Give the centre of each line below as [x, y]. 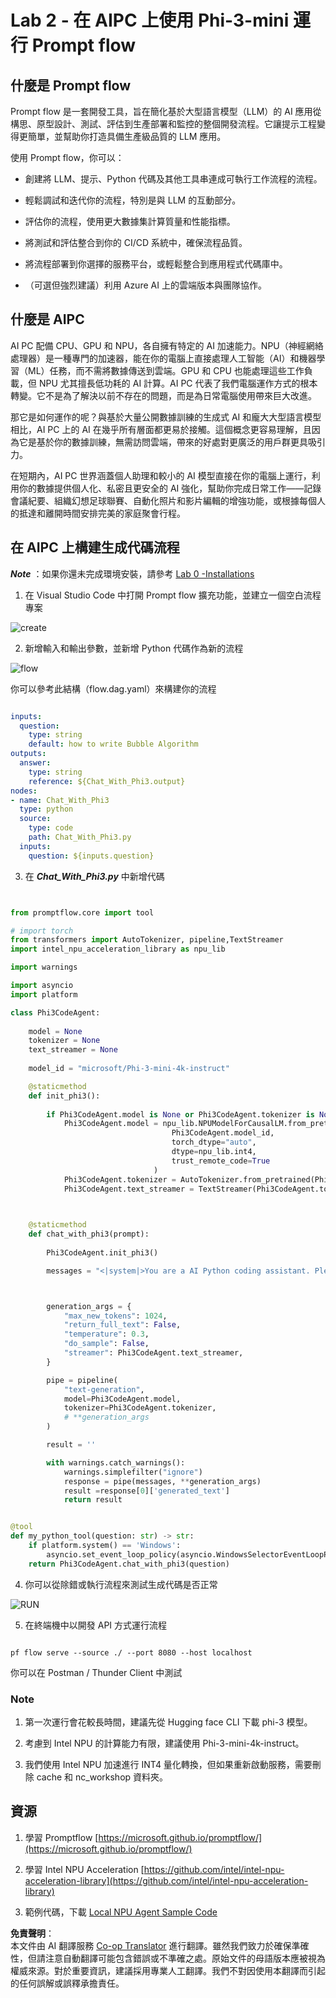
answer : [35, 763]
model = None [55, 1031]
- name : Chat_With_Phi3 [60, 800]
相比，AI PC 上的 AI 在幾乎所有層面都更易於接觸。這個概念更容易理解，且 [161, 429]
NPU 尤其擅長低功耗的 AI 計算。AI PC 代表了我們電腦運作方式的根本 [178, 383]
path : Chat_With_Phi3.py [80, 837]
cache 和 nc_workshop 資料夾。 [102, 1777]
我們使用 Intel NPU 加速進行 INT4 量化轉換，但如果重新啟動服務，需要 [168, 1764]
